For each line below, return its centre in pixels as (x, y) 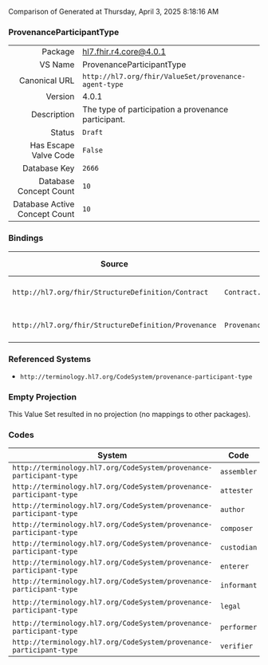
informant (239, 586)
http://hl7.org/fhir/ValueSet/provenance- (164, 77)
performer (239, 628)
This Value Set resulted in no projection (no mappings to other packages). (130, 415)
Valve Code (53, 155)
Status (63, 132)
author (233, 510)
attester (237, 491)
